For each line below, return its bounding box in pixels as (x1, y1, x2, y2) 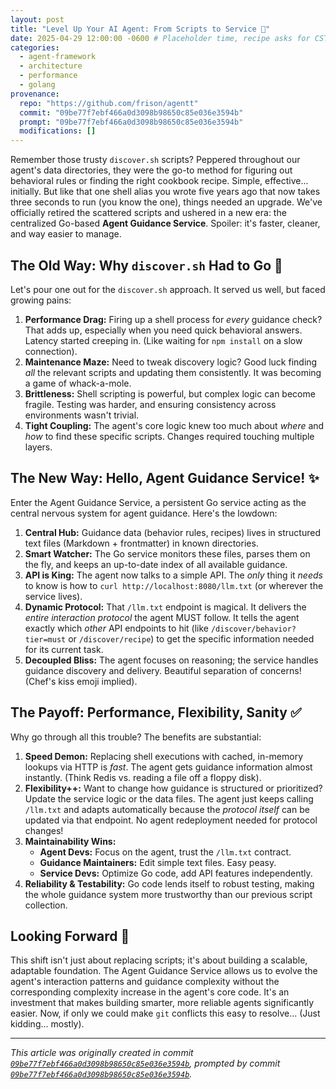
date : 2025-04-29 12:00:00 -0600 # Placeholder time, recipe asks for (10, 33, 311, 43)
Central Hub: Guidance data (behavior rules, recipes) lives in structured (24, 526, 321, 538)
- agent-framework (19, 52, 97, 62)
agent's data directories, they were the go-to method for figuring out (10, 164, 293, 176)
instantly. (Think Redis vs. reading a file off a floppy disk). (24, 771, 262, 783)
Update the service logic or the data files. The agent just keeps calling (24, 792, 314, 805)
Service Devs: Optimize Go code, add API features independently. (39, 867, 313, 879)
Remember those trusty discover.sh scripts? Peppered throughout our (10, 154, 301, 166)
